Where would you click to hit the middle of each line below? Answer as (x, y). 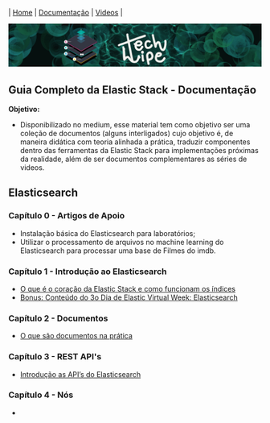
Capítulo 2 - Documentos (58, 318)
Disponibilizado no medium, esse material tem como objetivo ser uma (135, 124)
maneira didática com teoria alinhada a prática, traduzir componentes (135, 142)
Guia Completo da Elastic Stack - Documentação (133, 90)
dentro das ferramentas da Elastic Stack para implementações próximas (139, 150)
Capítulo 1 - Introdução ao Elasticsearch (88, 272)
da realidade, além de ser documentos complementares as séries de (133, 159)
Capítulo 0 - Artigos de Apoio (67, 216)
